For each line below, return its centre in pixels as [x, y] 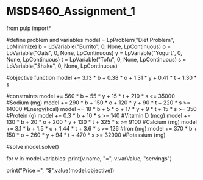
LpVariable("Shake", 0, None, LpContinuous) [62, 66]
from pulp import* [29, 28]
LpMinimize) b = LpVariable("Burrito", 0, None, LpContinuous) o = [89, 46]
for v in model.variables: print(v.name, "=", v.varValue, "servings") [89, 158]
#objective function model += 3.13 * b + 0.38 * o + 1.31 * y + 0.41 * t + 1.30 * [101, 77]
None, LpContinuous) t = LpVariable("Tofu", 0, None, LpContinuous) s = [96, 59]
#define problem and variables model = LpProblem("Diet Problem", [91, 40]
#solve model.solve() [33, 146]
